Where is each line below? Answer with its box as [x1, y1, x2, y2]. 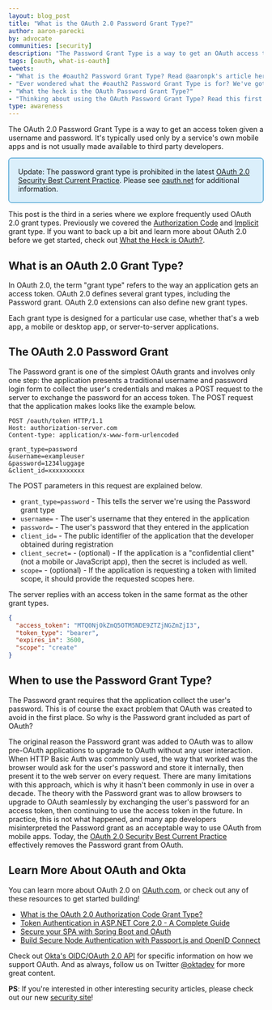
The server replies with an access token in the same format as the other [8, 589, 249, 599]
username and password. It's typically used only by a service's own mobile [8, 133, 259, 143]
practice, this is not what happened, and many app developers [8, 814, 217, 824]
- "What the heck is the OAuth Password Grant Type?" [8, 87, 194, 96]
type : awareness [8, 102, 63, 110]
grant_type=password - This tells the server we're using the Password [19, 496, 251, 506]
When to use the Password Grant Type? [8, 674, 212, 688]
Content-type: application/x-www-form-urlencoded [8, 431, 180, 439]
